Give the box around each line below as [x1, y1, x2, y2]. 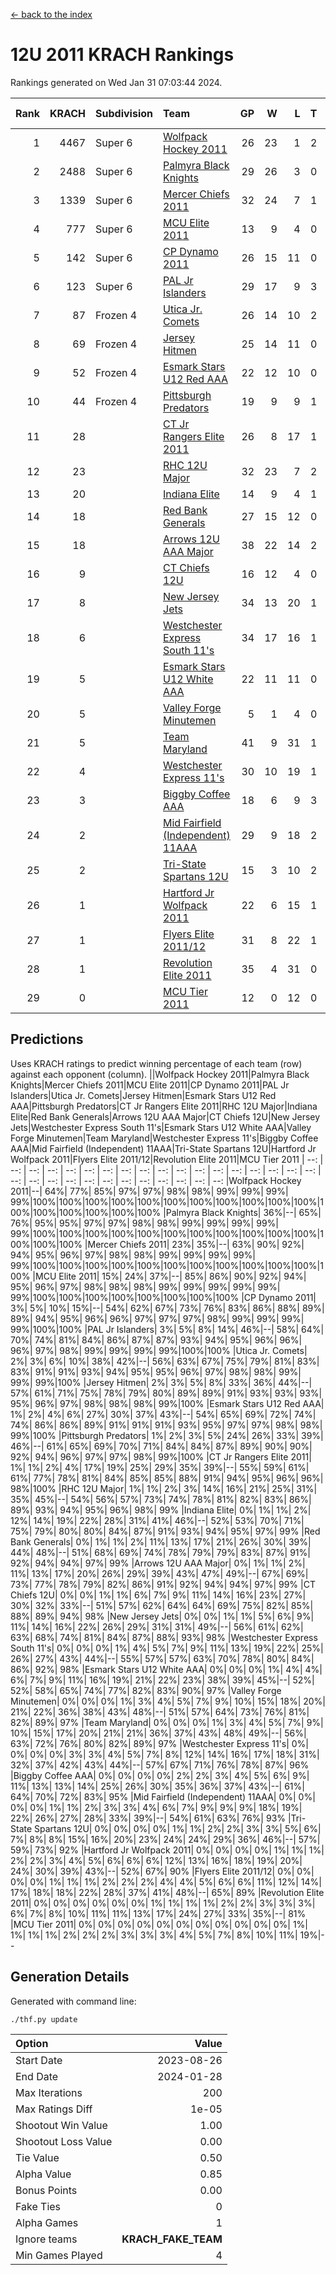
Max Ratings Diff [15, 2102, 93, 2116]
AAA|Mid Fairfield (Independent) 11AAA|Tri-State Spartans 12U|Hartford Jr [10, 1142, 317, 1154]
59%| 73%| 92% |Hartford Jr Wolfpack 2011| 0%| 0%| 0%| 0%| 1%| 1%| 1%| [10, 1844, 325, 1856]
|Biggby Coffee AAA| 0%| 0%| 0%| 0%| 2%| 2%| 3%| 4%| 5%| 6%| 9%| [10, 1769, 310, 1781]
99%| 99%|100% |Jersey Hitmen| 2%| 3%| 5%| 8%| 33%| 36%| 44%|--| [10, 1376, 313, 1388]
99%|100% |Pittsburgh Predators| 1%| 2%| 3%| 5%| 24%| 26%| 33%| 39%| [10, 1429, 324, 1441]
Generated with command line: [10, 1995, 137, 2007]
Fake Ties [15, 2199, 62, 2213]
